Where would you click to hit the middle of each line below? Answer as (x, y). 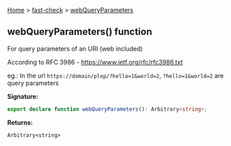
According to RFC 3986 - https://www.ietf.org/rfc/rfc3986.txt (95, 62)
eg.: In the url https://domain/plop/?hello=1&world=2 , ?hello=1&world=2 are (116, 75)
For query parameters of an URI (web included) (75, 49)
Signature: (23, 96)
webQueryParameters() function (80, 32)
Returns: (20, 122)
